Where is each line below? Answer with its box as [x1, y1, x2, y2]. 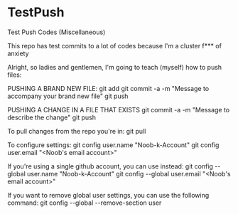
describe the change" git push [7, 113, 96, 122]
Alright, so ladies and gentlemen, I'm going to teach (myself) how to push [7, 63, 222, 71]
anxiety [7, 49, 30, 58]
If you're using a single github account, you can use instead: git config [7, 161, 213, 171]
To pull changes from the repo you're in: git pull [7, 127, 146, 135]
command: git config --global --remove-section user [7, 198, 162, 207]
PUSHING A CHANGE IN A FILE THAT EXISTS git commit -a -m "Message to [7, 105, 229, 114]
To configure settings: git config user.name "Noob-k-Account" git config [7, 140, 220, 149]
